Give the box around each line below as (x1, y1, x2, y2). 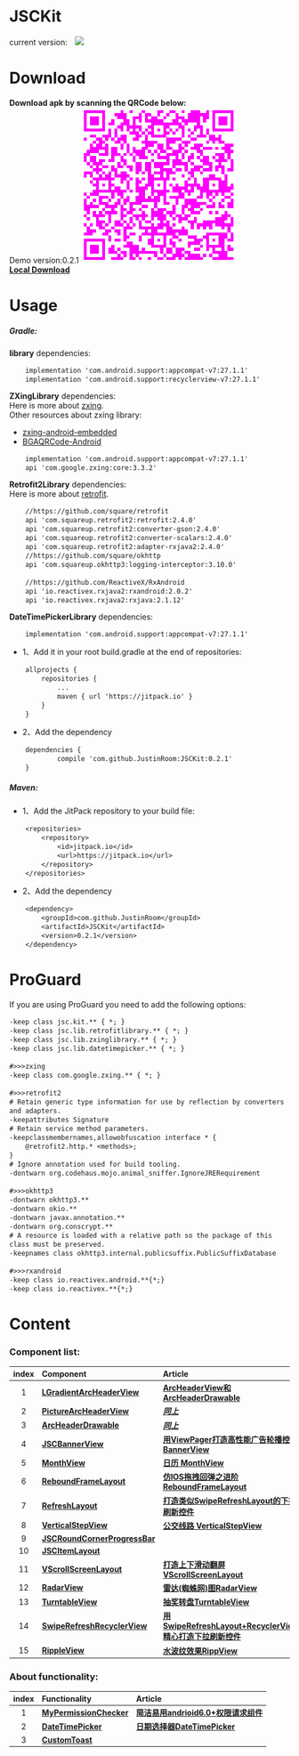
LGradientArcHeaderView (41, 1387, 140, 1398)
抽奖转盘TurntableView (163, 1597, 250, 1607)
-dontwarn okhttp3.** (9, 1195, 90, 1204)
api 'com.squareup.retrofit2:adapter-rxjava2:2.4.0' (25, 543, 225, 552)
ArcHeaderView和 (163, 1382, 231, 1394)
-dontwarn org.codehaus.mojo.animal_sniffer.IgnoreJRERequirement (9, 1169, 261, 1177)
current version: (9, 36, 69, 47)
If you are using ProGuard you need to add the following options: (9, 999, 246, 1009)
